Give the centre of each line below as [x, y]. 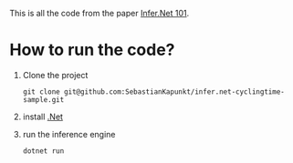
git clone [42, 92]
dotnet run [43, 151]
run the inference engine [69, 134]
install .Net [43, 117]
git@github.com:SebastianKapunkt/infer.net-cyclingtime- [174, 92]
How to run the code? [92, 50]
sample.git [43, 99]
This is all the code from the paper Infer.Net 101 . [99, 13]
